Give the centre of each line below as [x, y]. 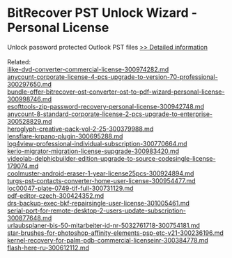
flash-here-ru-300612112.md [48, 248]
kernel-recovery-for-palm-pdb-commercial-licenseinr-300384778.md [108, 240]
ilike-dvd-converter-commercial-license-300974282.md [88, 69]
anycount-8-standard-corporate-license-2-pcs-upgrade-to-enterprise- [110, 114]
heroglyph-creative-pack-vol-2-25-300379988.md [80, 129]
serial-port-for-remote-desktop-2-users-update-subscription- [96, 210]
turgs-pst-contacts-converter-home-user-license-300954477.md [102, 180]
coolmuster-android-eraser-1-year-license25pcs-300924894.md [101, 173]
